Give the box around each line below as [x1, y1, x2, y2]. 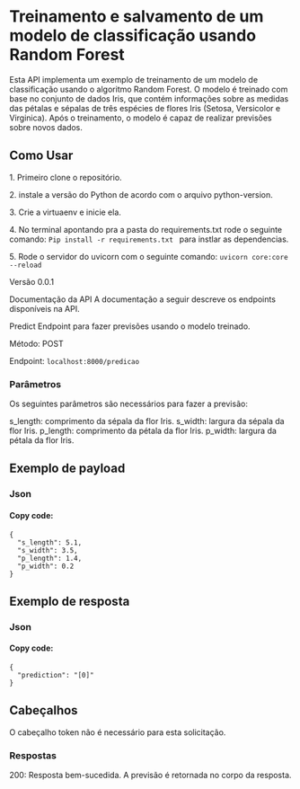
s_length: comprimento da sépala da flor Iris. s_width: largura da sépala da [9, 416, 285, 427]
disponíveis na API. [9, 303, 80, 314]
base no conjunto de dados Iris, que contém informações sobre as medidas [9, 93, 289, 104]
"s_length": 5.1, [17, 537, 83, 547]
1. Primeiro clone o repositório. [9, 172, 123, 182]
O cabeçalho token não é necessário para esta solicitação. [9, 726, 226, 738]
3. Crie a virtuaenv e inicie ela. [9, 207, 121, 217]
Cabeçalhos [9, 703, 78, 718]
